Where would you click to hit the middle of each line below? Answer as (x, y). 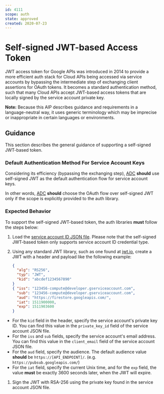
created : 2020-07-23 (26, 23)
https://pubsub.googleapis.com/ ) (46, 362)
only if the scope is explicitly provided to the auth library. (62, 199)
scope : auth (17, 14)
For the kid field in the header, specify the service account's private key (85, 321)
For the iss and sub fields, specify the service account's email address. (84, 336)
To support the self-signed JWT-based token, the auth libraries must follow (81, 222)
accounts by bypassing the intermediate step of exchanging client (72, 82)
